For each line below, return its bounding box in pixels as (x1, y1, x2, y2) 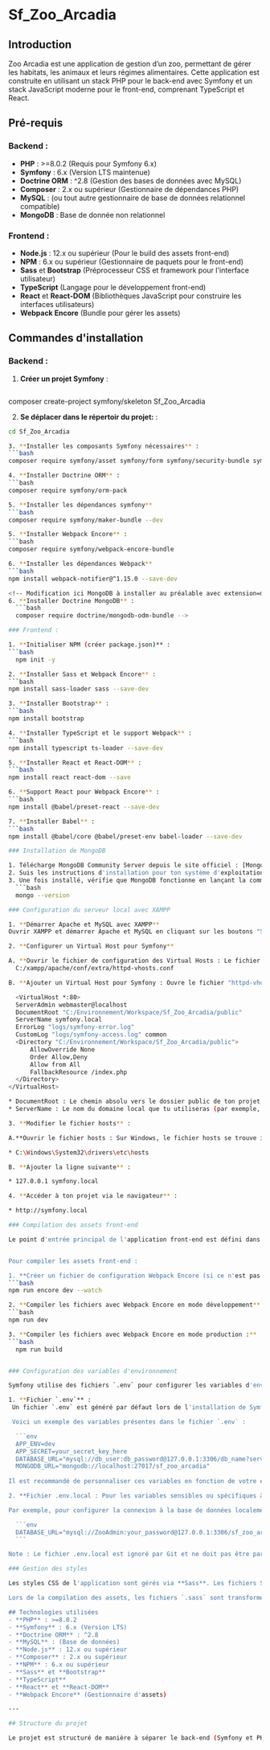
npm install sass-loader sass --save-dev (8, 685, 149, 693)
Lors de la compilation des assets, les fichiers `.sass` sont (8, 1594, 225, 1602)
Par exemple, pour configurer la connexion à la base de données (8, 1506, 231, 1514)
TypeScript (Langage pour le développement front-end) (19, 282, 207, 292)
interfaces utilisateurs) (19, 299, 95, 309)
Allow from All (29, 1060, 81, 1068)
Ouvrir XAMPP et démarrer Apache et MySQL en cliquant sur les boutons (8, 928, 253, 936)
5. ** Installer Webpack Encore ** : (8, 531, 128, 539)
